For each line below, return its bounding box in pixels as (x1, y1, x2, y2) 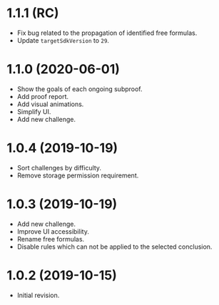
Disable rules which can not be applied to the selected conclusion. (16, 242, 213, 251)
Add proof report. (16, 92, 69, 100)
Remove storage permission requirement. (16, 171, 139, 180)
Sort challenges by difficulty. (16, 163, 101, 172)
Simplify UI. (16, 107, 51, 115)
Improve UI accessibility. (16, 227, 90, 236)
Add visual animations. (16, 100, 84, 108)
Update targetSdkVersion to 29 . (16, 36, 110, 44)
